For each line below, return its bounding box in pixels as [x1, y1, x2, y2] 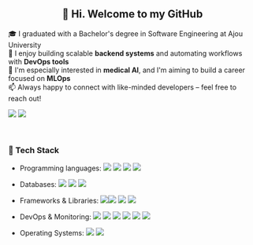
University [8, 40, 42, 49]
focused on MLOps [8, 73, 71, 82]
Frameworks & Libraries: [19, 196, 99, 206]
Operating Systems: [19, 229, 84, 238]
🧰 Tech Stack [8, 144, 60, 155]
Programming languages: [19, 163, 102, 173]
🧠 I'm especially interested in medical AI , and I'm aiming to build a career [8, 65, 246, 75]
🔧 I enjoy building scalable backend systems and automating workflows [8, 48, 243, 58]
